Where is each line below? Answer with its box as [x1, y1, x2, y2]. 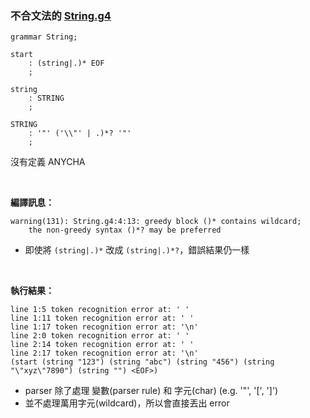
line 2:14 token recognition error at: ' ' [10, 340, 195, 350]
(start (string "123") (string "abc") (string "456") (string [10, 357, 275, 367]
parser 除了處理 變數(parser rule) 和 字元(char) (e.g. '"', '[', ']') [24, 385, 279, 397]
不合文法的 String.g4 [10, 8, 112, 22]
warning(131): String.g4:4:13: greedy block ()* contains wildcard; [10, 217, 302, 227]
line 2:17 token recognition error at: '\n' [10, 348, 199, 359]
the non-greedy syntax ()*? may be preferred [28, 225, 222, 236]
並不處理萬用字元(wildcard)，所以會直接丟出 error [24, 397, 230, 409]
